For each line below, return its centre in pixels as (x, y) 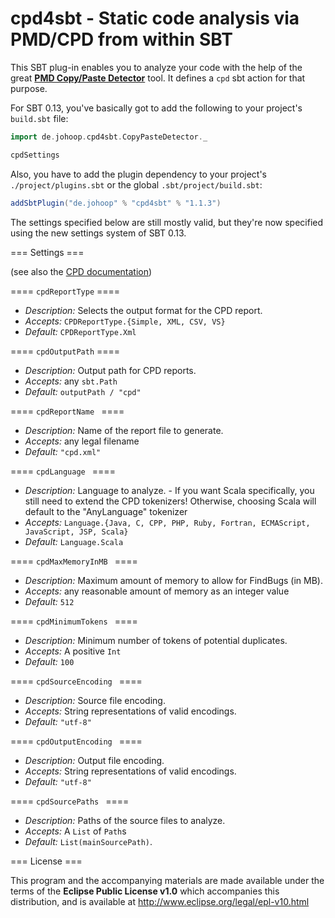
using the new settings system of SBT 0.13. (98, 233)
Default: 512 (49, 601)
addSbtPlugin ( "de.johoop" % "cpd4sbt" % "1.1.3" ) (116, 203)
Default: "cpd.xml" (63, 451)
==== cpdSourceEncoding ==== (76, 681)
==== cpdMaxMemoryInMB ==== (74, 561)
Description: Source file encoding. (95, 700)
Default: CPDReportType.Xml (80, 331)
